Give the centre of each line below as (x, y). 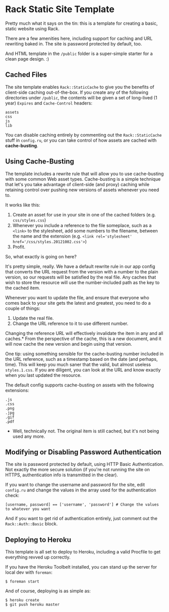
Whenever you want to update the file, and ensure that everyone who (77, 297)
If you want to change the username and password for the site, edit (75, 485)
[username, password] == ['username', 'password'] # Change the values (82, 505)
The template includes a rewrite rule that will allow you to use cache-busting (84, 174)
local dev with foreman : (29, 572)
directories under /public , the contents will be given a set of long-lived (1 (81, 97)
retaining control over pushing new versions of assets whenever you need (82, 190)
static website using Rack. (32, 28)
